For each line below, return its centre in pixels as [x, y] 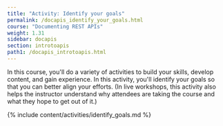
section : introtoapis [38, 46]
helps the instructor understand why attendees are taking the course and [111, 93]
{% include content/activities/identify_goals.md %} [79, 114]
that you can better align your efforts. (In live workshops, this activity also [111, 87]
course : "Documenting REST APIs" [55, 26]
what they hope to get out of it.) [52, 101]
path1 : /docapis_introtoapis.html [57, 53]
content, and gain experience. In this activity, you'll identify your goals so [111, 79]
